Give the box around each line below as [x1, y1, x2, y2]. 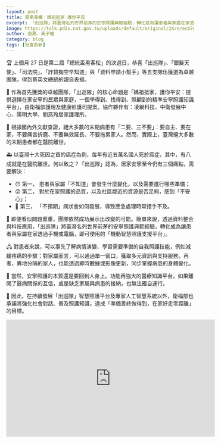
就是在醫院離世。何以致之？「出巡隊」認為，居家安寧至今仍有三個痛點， [11, 160, 189, 167]
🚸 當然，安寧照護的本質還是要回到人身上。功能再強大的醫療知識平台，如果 [6, 272, 189, 279]
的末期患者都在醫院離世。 [6, 138, 69, 145]
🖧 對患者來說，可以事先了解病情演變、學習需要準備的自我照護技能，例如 [6, 242, 186, 250]
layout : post [6, 8, 39, 15]
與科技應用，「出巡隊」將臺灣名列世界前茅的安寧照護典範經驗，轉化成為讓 [6, 223, 186, 230]
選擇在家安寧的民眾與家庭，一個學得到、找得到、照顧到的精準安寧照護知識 [11, 96, 194, 103]
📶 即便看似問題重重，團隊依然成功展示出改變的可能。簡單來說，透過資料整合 [6, 215, 194, 222]
